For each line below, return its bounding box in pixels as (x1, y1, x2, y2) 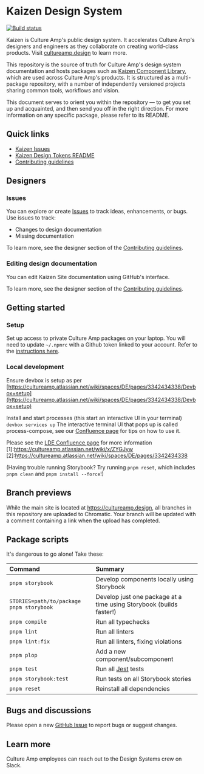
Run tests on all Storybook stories (95, 675, 191, 683)
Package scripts (6, 534, 69, 545)
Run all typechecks (95, 618, 150, 626)
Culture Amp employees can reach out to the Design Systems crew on (6, 755, 182, 762)
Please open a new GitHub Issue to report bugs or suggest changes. (6, 722, 178, 729)
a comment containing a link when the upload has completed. (6, 517, 160, 524)
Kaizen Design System (6, 4, 123, 18)
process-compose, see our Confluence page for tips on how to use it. (6, 427, 181, 434)
